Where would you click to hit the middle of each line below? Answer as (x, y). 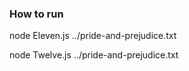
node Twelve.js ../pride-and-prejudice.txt (94, 55)
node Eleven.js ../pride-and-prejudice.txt (93, 36)
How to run (36, 14)
